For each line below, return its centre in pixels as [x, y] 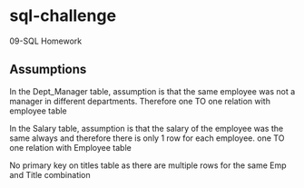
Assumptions [48, 69]
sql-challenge [63, 16]
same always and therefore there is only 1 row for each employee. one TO [147, 138]
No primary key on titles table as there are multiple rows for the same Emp [148, 165]
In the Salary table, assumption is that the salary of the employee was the [147, 128]
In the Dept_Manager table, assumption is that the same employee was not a [152, 91]
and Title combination [50, 174]
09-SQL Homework [46, 41]
